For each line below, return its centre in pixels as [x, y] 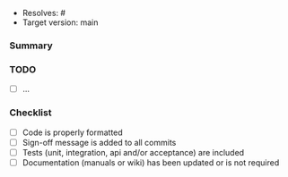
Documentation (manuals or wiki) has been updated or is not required [151, 162]
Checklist [31, 113]
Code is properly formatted [72, 132]
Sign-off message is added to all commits [99, 142]
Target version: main [60, 22]
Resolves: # [44, 13]
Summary [31, 46]
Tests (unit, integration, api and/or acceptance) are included [133, 152]
